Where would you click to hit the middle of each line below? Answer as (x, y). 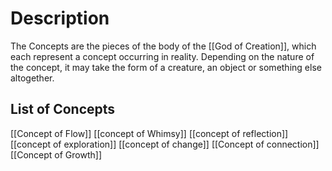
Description (60, 18)
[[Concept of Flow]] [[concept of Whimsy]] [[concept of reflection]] (149, 133)
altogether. (32, 78)
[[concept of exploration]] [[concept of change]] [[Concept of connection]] (165, 144)
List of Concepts (63, 109)
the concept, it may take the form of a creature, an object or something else (166, 67)
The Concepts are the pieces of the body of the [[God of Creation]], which (163, 46)
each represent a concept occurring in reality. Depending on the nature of (162, 56)
